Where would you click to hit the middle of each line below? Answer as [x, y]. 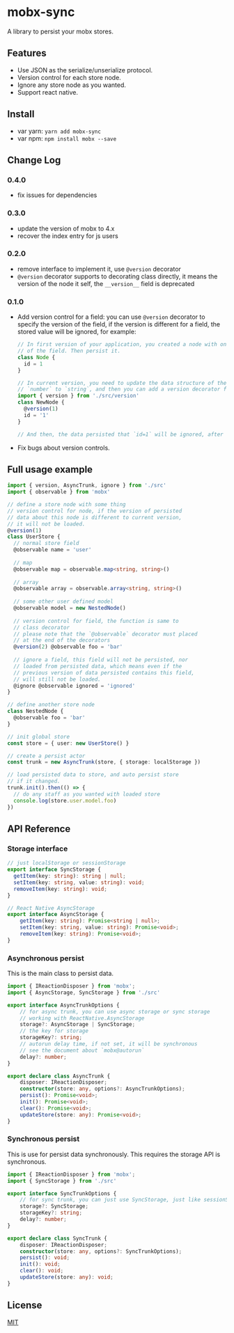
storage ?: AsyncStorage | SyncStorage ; [78, 1025]
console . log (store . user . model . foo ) [65, 800]
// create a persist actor [46, 756]
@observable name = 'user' [53, 550]
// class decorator [42, 627]
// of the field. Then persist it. [69, 351]
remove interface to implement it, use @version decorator [99, 269]
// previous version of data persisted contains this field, [104, 672]
